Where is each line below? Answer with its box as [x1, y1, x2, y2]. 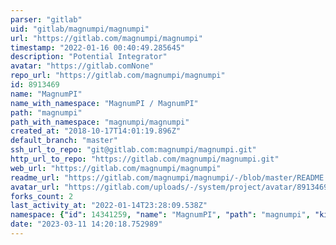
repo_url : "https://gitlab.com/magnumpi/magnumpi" [10, 71, 226, 81]
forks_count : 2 [10, 191, 74, 201]
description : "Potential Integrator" [10, 52, 168, 62]
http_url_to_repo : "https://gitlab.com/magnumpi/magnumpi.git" [10, 154, 280, 164]
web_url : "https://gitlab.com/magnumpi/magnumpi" [10, 163, 222, 173]
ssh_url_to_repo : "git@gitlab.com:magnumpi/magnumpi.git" [10, 145, 257, 155]
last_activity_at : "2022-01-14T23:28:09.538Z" [10, 201, 208, 211]
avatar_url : [10, 182, 60, 192]
